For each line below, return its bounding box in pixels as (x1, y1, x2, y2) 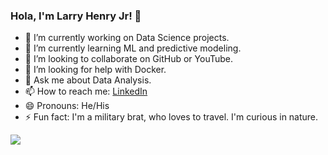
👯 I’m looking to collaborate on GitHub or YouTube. (24, 53, 233, 65)
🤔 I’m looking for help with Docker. (24, 64, 167, 76)
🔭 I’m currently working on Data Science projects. (24, 32, 230, 44)
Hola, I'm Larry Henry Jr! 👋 (10, 9, 142, 23)
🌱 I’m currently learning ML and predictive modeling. (24, 42, 242, 54)
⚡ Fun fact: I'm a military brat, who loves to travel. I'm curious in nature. (24, 111, 319, 123)
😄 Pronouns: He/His (24, 100, 110, 112)
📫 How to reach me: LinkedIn (24, 85, 148, 98)
